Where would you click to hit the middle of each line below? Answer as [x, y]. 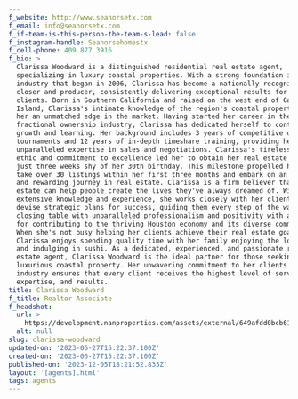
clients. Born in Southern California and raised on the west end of [148, 100]
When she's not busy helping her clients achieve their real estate [146, 232]
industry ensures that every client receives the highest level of [144, 274]
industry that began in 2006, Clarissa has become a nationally [138, 84]
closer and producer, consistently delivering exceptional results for [152, 92]
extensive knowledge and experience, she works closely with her [140, 199]
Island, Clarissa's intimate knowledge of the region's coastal [138, 108]
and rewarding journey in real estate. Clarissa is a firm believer [146, 183]
